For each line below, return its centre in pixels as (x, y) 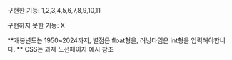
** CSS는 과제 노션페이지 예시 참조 (65, 49)
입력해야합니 (208, 40)
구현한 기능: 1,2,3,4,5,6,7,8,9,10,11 (54, 10)
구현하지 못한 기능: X (36, 25)
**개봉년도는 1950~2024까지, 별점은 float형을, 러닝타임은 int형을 (99, 40)
